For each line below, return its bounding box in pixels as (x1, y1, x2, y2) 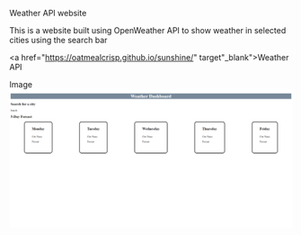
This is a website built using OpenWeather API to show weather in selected (9, 25, 287, 35)
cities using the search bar (9, 35, 108, 45)
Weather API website (9, 8, 87, 18)
